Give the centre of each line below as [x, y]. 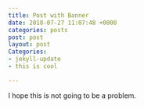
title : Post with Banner [49, 15]
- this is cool [33, 67]
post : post [26, 37]
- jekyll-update [34, 59]
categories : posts [38, 30]
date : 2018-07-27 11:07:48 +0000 [63, 23]
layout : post [29, 45]
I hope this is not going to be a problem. [72, 95]
